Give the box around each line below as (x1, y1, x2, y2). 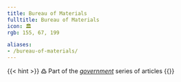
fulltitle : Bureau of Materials (7, 16, 99, 23)
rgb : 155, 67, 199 (7, 29, 60, 36)
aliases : (7, 42, 32, 49)
